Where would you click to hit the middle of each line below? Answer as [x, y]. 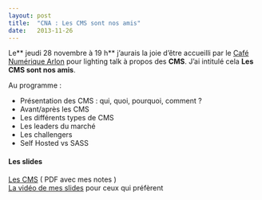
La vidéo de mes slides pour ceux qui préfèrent [86, 187]
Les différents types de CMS [67, 118]
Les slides [25, 161]
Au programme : [35, 85]
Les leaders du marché [58, 126]
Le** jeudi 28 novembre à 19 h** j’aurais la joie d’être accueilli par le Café [129, 53]
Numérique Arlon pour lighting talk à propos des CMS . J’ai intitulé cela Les [131, 61]
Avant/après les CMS [54, 109]
